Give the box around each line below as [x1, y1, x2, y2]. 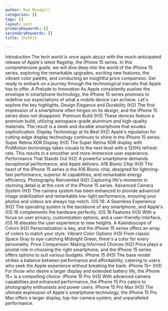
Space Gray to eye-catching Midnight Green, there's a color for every [5, 235, 149, 242]
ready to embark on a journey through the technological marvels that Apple [5, 80, 161, 86]
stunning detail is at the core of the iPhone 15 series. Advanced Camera [5, 182, 153, 188]
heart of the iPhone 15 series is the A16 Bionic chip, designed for [5, 166, 139, 172]
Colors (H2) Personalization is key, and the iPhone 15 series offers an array [5, 225, 160, 231]
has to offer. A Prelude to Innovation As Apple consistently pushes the [5, 86, 150, 92]
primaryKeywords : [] [5, 26, 49, 31]
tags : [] [5, 17, 24, 22]
